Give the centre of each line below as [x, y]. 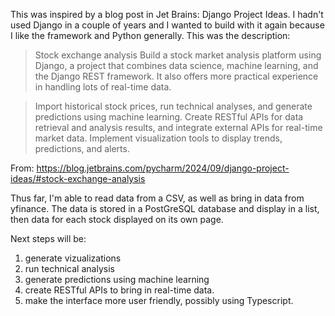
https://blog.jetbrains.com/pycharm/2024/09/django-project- [163, 168]
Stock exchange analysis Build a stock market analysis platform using [178, 55]
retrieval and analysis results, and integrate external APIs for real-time [178, 127]
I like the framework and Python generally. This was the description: [150, 35]
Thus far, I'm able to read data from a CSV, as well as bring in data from [157, 198]
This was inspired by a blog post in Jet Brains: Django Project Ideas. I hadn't [167, 14]
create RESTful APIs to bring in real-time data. [119, 290]
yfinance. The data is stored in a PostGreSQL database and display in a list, [165, 208]
